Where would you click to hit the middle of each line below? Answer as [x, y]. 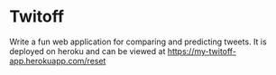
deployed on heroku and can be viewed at [87, 51]
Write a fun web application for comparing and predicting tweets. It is [138, 42]
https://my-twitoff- [202, 51]
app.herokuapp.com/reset [58, 61]
